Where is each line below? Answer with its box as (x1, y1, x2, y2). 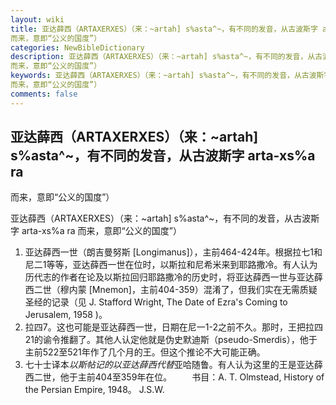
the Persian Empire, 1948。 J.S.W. (24, 384, 165, 396)
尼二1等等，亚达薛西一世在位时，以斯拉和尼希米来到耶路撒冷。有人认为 (24, 259, 318, 271)
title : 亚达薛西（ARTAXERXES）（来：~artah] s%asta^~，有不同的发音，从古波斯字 (10, 24, 318, 34)
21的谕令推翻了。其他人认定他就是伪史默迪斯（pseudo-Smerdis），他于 (24, 334, 318, 346)
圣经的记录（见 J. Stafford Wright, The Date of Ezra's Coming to (24, 296, 288, 308)
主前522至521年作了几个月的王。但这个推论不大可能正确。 (24, 346, 266, 358)
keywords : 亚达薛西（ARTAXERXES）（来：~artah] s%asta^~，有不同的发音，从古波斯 (10, 71, 325, 81)
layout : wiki (10, 14, 65, 25)
